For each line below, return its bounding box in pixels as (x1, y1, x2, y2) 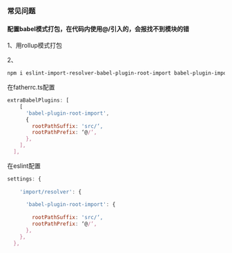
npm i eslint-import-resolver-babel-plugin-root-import (7, 70, 171, 77)
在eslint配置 (7, 161, 41, 170)
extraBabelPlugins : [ (7, 97, 70, 104)
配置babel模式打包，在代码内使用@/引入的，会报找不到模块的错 (7, 24, 190, 32)
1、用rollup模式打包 (7, 41, 62, 50)
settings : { (7, 175, 41, 182)
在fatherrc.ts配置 (7, 83, 55, 91)
